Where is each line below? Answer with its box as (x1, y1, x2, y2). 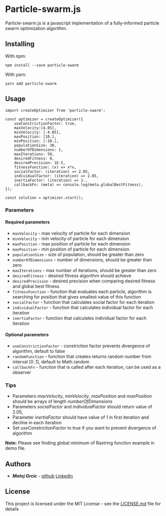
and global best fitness (12, 283, 60, 289)
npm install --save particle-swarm (5, 62, 79, 68)
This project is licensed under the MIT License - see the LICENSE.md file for (5, 501, 161, 507)
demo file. (5, 445, 26, 451)
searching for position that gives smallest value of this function (12, 293, 142, 300)
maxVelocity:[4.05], (14, 125, 57, 130)
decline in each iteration (12, 420, 62, 426)
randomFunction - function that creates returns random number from (12, 353, 152, 359)
